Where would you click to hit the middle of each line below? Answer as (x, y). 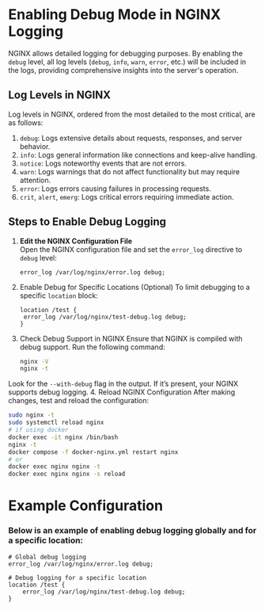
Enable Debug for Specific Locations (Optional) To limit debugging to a (135, 287)
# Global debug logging (47, 557)
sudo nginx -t (32, 415)
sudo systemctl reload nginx (56, 423)
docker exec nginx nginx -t (55, 467)
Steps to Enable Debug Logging (87, 222)
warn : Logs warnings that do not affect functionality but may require (129, 171)
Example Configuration (86, 506)
